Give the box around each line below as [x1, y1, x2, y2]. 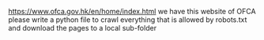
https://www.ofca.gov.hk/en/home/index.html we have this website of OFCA [8, 7, 256, 16]
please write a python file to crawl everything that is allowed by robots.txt [8, 15, 247, 24]
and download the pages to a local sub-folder [8, 24, 157, 32]
